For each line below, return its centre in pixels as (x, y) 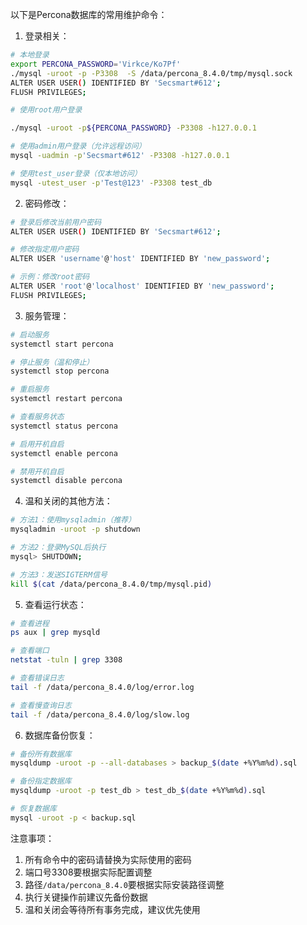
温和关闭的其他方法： (68, 501)
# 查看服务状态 (37, 417)
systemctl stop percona (60, 371)
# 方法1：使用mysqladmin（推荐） (73, 520)
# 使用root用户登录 (46, 110)
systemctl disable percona (66, 481)
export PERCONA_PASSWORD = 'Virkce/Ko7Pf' (96, 64)
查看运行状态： (55, 604)
